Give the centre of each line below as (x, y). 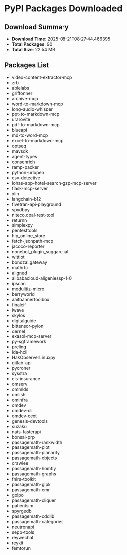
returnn (19, 220)
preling (19, 347)
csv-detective (26, 178)
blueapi (20, 130)
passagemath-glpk (31, 484)
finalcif (19, 305)
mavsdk (20, 151)
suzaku (19, 426)
